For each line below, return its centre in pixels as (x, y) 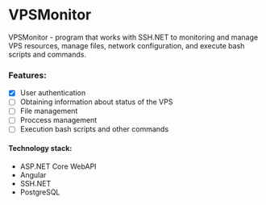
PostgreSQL (40, 192)
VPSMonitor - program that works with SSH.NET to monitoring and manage (133, 37)
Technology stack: (40, 149)
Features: (27, 75)
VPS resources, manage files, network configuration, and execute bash (127, 45)
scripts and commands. (48, 54)
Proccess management (58, 120)
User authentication (53, 93)
